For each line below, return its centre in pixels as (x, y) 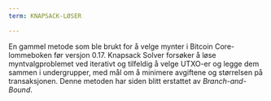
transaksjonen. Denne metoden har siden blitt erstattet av (105, 81)
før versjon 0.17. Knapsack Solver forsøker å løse (135, 55)
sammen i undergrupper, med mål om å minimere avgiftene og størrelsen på (135, 72)
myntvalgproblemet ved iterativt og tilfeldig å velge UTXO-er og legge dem (134, 64)
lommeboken (31, 55)
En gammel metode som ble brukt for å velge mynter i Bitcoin (111, 46)
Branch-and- (224, 81)
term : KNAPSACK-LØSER (45, 16)
